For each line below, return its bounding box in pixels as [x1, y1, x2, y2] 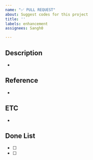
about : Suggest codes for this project [5, 12, 88, 17]
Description [5, 48, 42, 57]
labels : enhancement [5, 21, 48, 26]
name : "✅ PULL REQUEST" [5, 7, 56, 12]
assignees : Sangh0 [5, 26, 43, 31]
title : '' [5, 16, 26, 21]
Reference [5, 76, 38, 85]
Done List [5, 132, 35, 140]
